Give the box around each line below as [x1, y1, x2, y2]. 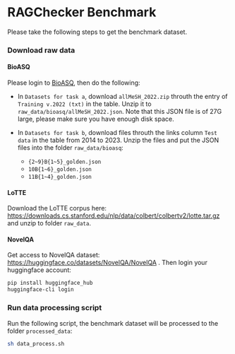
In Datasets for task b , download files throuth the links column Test [17, 129, 217, 137]
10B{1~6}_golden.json [28, 166, 92, 173]
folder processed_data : [7, 326, 73, 335]
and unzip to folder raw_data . [7, 219, 92, 228]
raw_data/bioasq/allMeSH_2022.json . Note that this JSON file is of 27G [17, 107, 222, 116]
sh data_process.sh [7, 340, 65, 347]
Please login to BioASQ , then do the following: [7, 78, 140, 87]
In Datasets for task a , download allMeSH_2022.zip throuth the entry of [17, 93, 228, 101]
